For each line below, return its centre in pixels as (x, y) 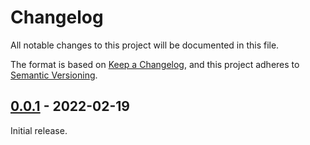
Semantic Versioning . (54, 75)
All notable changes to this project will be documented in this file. (145, 45)
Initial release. (39, 130)
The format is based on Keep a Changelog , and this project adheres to (155, 64)
